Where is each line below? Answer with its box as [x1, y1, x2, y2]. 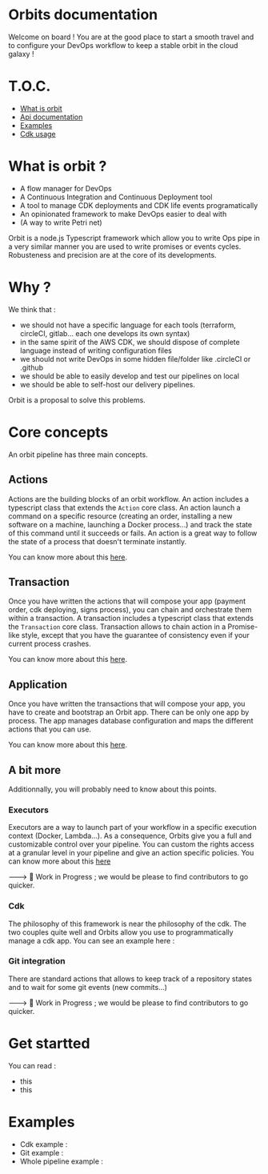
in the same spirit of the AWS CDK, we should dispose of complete [19, 337, 240, 347]
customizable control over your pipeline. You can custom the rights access [8, 839, 254, 849]
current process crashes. [8, 639, 92, 649]
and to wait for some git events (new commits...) [8, 982, 168, 992]
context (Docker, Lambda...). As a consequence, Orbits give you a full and [8, 831, 252, 841]
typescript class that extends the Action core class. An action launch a [8, 503, 242, 512]
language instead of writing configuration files [19, 346, 172, 355]
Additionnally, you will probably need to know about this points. [8, 784, 218, 794]
